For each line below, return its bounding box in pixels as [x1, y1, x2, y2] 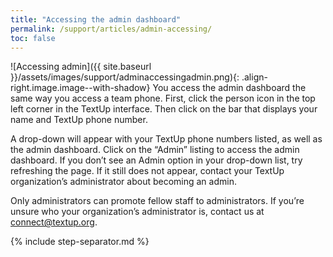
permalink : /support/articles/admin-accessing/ [10, 24, 213, 34]
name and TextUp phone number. [10, 114, 148, 126]
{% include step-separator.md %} [10, 236, 150, 248]
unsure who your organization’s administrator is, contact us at [10, 206, 265, 218]
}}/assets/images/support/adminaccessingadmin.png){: [10, 71, 240, 83]
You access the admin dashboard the [152, 82, 307, 94]
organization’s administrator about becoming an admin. [10, 176, 237, 188]
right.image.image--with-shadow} [10, 82, 151, 94]
